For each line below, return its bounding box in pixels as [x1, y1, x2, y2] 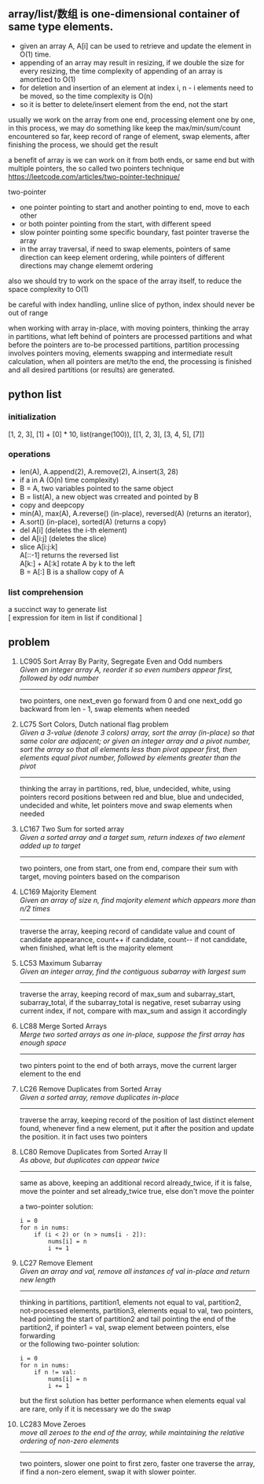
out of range [8, 307, 49, 317]
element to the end [19, 1069, 81, 1078]
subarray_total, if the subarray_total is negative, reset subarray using [19, 997, 241, 1007]
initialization [8, 411, 57, 422]
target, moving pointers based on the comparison [19, 871, 181, 881]
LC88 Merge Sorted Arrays [19, 1021, 108, 1030]
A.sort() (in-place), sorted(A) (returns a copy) [19, 517, 167, 526]
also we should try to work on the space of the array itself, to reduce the [8, 276, 242, 285]
